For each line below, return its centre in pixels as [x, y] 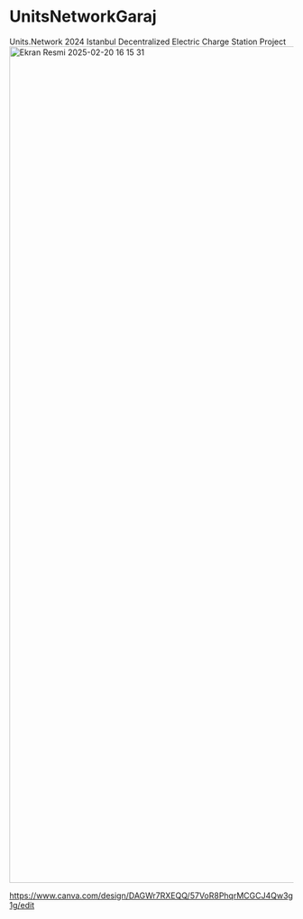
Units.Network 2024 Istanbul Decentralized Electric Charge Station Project [148, 41]
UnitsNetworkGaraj [83, 17]
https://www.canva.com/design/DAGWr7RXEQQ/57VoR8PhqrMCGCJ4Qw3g [151, 896]
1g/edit [22, 905]
